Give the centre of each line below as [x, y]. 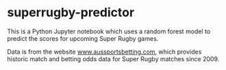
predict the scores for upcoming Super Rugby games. [83, 38]
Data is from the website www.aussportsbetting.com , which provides [104, 52]
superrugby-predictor [71, 13]
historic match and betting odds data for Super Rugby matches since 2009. [113, 58]
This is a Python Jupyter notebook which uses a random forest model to [109, 31]
